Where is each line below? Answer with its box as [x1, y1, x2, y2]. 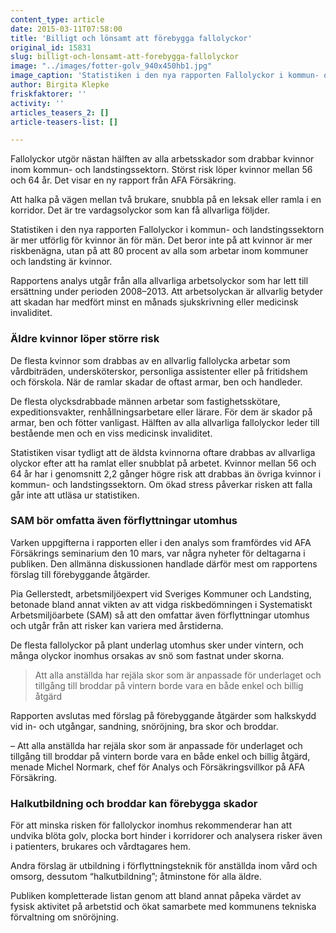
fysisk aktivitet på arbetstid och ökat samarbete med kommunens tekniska [10, 901, 317, 913]
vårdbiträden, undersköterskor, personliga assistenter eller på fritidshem [10, 365, 308, 377]
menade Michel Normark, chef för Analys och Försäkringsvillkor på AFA [10, 761, 305, 773]
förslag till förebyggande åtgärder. [10, 568, 151, 580]
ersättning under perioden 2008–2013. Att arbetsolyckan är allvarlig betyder [10, 286, 323, 298]
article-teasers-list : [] [10, 117, 118, 127]
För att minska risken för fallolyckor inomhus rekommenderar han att [10, 819, 292, 831]
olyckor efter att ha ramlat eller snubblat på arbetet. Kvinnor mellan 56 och [10, 457, 317, 469]
